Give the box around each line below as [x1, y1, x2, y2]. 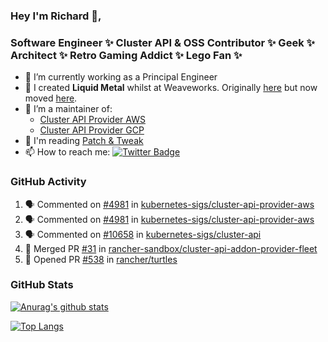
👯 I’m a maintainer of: [24, 103, 113, 115]
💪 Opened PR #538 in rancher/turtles [24, 253, 178, 265]
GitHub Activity [10, 175, 87, 189]
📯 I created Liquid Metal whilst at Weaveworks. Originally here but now [24, 82, 318, 94]
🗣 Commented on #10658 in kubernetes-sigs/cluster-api [24, 228, 262, 240]
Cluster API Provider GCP [39, 124, 145, 136]
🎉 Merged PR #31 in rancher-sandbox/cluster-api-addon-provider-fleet [24, 242, 318, 254]
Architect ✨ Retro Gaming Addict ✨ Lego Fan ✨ [10, 48, 243, 62]
